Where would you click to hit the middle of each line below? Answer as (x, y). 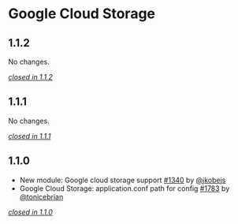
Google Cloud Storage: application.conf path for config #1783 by (125, 188)
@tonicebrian (41, 196)
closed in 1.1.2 (31, 77)
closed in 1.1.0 (31, 212)
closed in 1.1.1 (30, 136)
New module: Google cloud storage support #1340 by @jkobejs (123, 180)
